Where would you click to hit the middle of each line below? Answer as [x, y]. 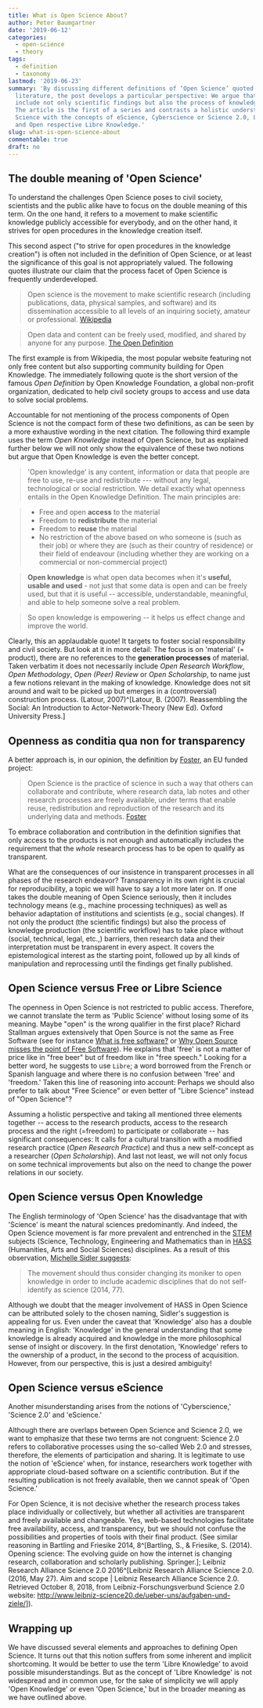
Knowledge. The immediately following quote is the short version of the [123, 375]
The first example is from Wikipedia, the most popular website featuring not [130, 359]
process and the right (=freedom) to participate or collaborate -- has [119, 1131]
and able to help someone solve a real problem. [104, 603]
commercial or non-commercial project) [103, 563]
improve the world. [58, 626]
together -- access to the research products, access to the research [118, 1122]
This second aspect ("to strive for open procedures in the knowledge [119, 246]
